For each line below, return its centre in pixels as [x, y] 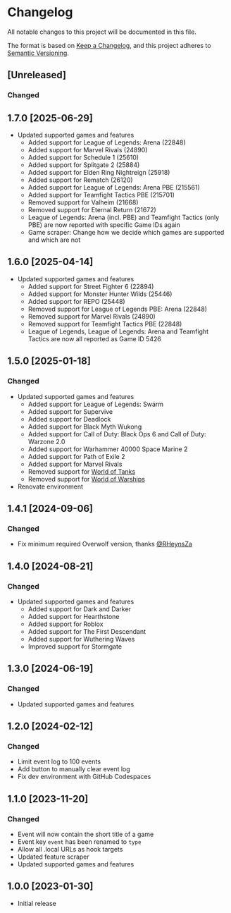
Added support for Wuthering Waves [81, 639]
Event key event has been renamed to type [79, 842]
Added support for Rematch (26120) [80, 180]
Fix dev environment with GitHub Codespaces [84, 777]
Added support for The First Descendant [87, 631]
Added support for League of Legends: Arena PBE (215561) [114, 188]
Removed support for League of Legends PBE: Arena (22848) [118, 309]
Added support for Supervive [70, 411]
